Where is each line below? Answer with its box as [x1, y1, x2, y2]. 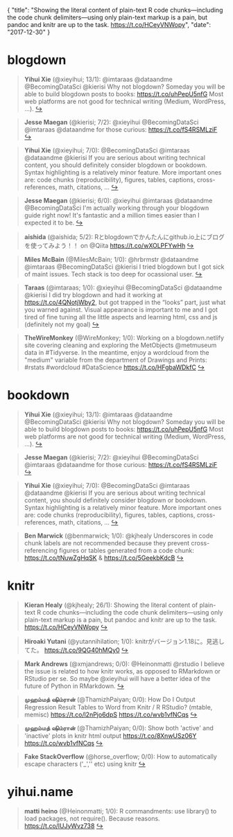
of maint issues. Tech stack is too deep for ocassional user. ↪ [24, 270, 202, 278]
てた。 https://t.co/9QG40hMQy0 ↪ [24, 646, 129, 654]
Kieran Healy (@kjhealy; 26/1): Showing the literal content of [24, 601, 198, 609]
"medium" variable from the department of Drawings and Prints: [24, 355, 207, 364]
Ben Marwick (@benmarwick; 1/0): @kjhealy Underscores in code [24, 531, 214, 540]
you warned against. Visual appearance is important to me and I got [24, 305, 218, 314]
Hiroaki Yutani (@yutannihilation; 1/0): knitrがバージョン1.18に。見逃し [24, 637, 225, 645]
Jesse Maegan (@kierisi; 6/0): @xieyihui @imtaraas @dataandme [24, 196, 213, 204]
